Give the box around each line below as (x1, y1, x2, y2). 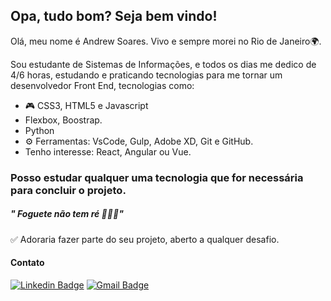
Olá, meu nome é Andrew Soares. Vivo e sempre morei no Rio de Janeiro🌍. (10, 35, 322, 47)
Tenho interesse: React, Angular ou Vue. (24, 145, 192, 158)
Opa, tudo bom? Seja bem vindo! (10, 8, 218, 25)
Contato (10, 257, 45, 269)
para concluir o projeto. (10, 183, 127, 197)
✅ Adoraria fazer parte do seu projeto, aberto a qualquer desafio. (10, 233, 280, 245)
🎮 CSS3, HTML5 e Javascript (24, 99, 149, 111)
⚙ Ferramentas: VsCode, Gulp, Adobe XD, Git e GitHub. (24, 135, 254, 147)
